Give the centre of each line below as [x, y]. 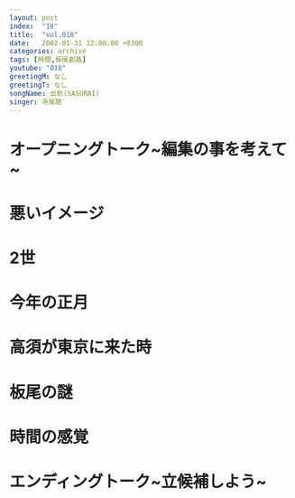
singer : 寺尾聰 [36, 102]
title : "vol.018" [44, 34]
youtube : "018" [38, 69]
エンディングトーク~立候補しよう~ [138, 481]
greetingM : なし [38, 77]
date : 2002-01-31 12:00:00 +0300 [76, 43]
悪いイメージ [57, 213]
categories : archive [48, 52]
